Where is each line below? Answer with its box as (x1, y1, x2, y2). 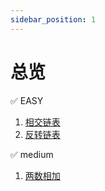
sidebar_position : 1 (10, 14, 97, 25)
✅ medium (10, 148, 54, 160)
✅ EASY (10, 94, 44, 106)
